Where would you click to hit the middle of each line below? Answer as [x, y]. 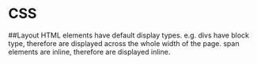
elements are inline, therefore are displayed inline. [89, 52]
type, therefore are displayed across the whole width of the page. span [124, 43]
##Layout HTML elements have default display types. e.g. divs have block [128, 35]
